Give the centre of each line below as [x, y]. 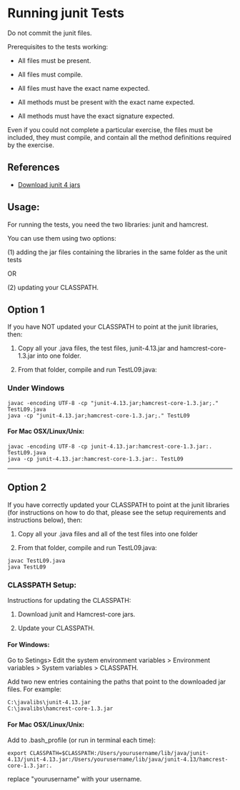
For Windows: [29, 644]
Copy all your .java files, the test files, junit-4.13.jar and [98, 349]
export [17, 754]
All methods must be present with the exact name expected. [106, 102]
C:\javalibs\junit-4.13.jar [49, 702]
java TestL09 [27, 567]
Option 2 [27, 487]
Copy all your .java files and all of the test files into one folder [108, 534]
